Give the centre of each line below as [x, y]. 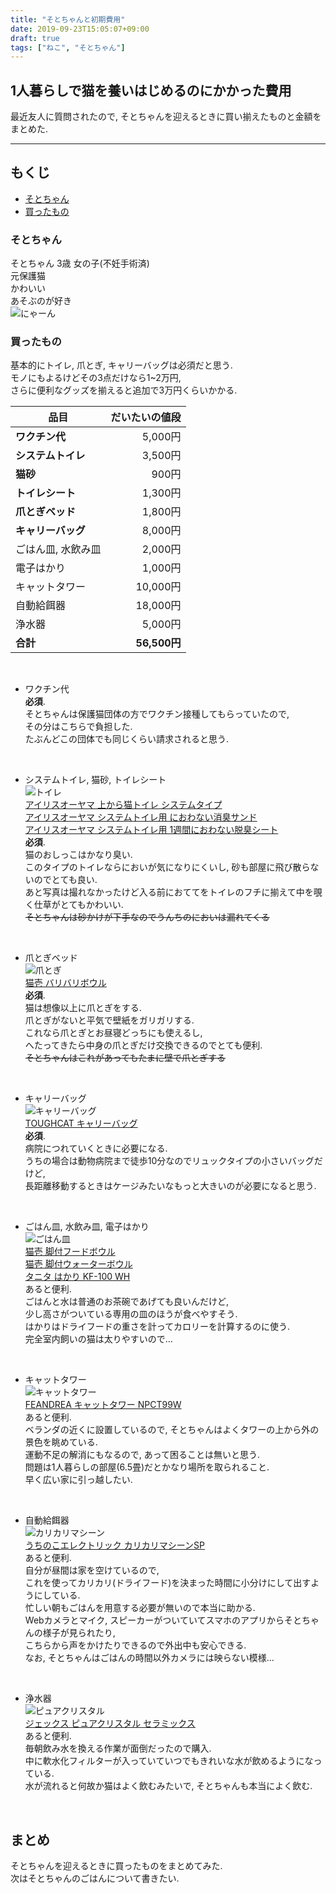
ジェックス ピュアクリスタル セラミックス [110, 1723]
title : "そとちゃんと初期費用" [68, 19]
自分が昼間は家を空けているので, [92, 1570]
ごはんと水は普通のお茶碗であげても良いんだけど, [126, 1302]
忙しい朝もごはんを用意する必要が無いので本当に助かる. [140, 1608]
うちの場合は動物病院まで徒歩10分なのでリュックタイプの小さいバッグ [169, 1161]
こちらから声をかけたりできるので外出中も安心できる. [135, 1645]
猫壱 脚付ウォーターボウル [78, 1264]
